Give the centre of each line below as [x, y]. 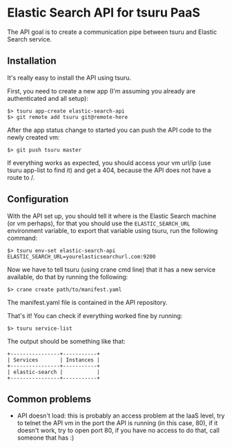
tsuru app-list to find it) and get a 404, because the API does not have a [109, 170]
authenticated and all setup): [48, 98]
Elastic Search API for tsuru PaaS [104, 13]
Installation [32, 61]
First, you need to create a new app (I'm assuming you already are [101, 91]
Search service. [29, 39]
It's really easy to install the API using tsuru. [69, 77]
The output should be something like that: [66, 341]
